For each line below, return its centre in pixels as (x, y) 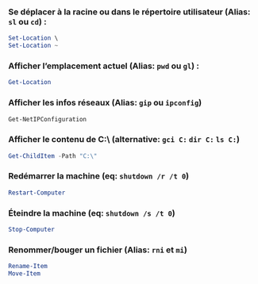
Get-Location (30, 83)
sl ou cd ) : (27, 21)
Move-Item (25, 274)
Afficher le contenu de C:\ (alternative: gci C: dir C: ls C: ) (124, 140)
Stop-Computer (32, 230)
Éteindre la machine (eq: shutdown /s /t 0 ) (92, 213)
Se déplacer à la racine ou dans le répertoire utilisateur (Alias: (129, 12)
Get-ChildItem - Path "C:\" (53, 156)
